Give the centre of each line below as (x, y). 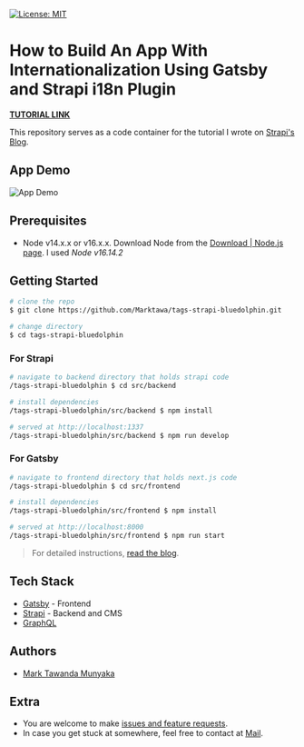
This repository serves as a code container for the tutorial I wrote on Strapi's (152, 132)
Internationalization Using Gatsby (139, 70)
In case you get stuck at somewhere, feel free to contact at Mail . (143, 733)
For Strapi (32, 358)
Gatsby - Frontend (57, 603)
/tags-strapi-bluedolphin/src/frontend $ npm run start (117, 536)
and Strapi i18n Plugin (93, 90)
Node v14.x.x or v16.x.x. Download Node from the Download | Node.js (153, 243)
